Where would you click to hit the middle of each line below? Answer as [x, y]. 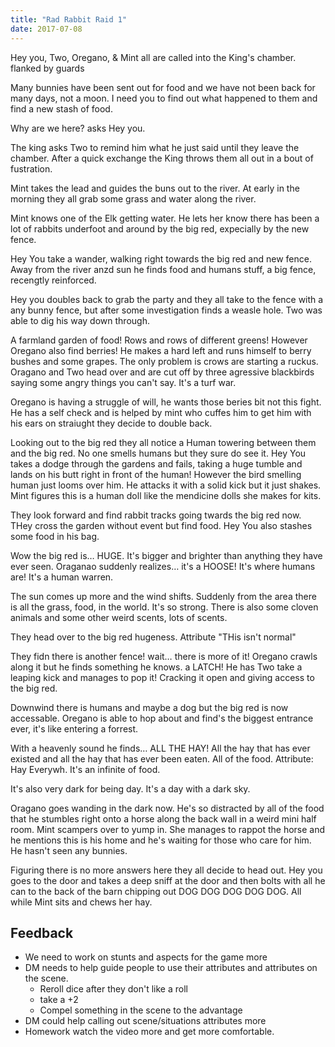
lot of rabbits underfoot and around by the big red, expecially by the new [160, 228]
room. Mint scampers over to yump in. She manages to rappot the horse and [168, 829]
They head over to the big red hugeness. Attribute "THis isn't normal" [153, 637]
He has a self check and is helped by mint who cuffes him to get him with [161, 412]
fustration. [31, 168]
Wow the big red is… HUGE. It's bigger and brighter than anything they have [166, 555]
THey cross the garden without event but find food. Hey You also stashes [161, 525]
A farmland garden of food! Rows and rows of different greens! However [159, 340]
